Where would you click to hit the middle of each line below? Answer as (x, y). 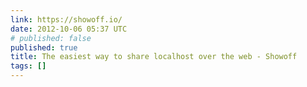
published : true (44, 47)
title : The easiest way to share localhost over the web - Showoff (154, 57)
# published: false (51, 38)
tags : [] (28, 66)
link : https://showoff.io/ (66, 19)
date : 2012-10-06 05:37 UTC (69, 29)
